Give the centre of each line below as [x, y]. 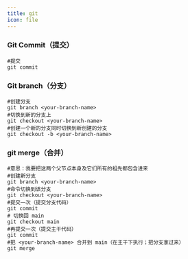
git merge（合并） [38, 153]
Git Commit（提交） [40, 45]
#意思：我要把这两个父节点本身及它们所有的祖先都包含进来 [78, 169]
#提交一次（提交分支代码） [39, 203]
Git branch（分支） [39, 85]
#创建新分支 [22, 176]
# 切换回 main [26, 216]
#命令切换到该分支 [29, 190]
